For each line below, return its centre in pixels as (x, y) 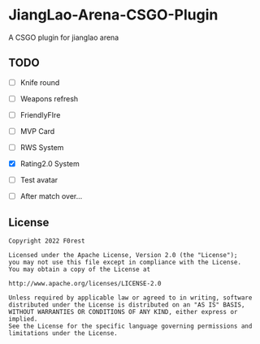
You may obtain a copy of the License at (80, 269)
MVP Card (37, 131)
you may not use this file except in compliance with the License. (125, 262)
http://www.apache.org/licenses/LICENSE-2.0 (85, 284)
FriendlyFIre (40, 114)
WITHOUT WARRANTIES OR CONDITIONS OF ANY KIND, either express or (123, 312)
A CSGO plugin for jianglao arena (64, 37)
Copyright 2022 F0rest (47, 241)
